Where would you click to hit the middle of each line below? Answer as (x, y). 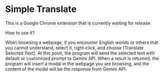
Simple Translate (41, 9)
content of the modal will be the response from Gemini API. (66, 69)
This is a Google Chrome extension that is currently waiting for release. (78, 23)
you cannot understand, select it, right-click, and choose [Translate (74, 47)
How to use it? (20, 32)
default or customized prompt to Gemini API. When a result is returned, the (82, 58)
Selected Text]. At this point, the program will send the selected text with (80, 53)
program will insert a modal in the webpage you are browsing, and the (77, 63)
